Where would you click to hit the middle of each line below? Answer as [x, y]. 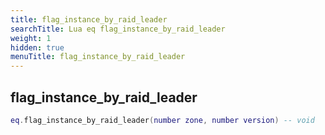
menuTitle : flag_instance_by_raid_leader [98, 57]
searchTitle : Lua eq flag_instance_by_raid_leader [118, 29]
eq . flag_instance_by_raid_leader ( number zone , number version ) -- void [162, 120]
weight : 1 [31, 38]
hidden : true [37, 47]
